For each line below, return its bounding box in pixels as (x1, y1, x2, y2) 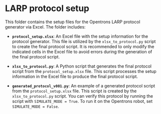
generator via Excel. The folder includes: (5, 24, 86, 29)
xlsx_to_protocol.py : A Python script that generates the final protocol (12, 63, 152, 69)
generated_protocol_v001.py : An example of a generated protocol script (12, 83, 156, 88)
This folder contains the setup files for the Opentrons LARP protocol (5, 19, 140, 25)
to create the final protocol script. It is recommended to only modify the (12, 43, 155, 49)
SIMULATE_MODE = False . (12, 103, 59, 109)
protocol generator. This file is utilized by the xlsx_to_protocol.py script (12, 38, 156, 44)
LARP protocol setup (5, 3, 89, 14)
